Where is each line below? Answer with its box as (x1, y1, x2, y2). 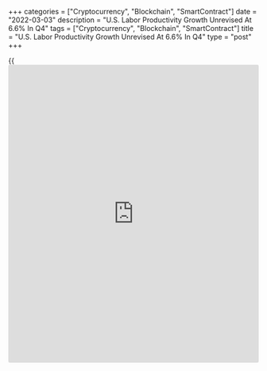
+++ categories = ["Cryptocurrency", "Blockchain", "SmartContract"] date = (8, 7, 257, 16)
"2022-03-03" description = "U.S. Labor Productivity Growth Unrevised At (8, 15, 252, 25)
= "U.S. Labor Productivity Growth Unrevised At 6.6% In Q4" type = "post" (8, 32, 252, 41)
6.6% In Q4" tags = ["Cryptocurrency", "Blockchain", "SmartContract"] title (8, 24, 254, 33)
